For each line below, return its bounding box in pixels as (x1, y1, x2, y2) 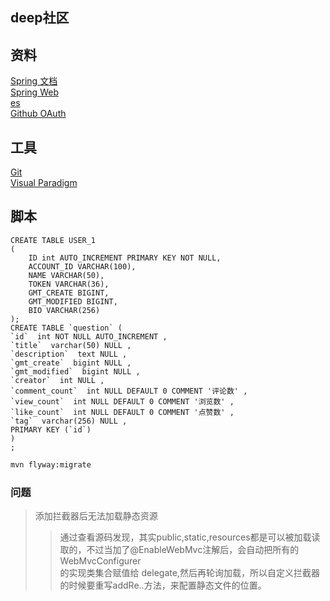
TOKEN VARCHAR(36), (28, 279, 110, 289)
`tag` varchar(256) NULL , (10, 416, 128, 426)
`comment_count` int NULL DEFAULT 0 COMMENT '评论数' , (10, 386, 248, 396)
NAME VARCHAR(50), (28, 270, 105, 280)
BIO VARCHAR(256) (28, 305, 101, 315)
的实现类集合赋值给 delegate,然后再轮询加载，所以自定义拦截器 (59, 567, 320, 578)
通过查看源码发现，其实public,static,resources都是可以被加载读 (59, 531, 321, 543)
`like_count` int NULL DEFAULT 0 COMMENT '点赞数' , (10, 407, 235, 417)
